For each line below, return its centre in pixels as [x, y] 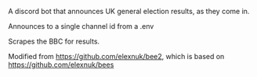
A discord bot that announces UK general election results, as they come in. [129, 11]
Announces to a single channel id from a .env [81, 26]
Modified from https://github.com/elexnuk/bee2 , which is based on [116, 56]
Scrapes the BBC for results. [54, 41]
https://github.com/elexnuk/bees [61, 65]
